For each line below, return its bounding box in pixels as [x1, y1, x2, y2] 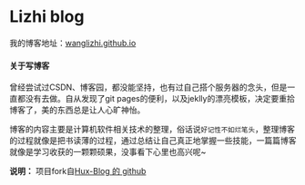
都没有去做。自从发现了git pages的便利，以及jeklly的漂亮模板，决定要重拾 [16, 93, 296, 104]
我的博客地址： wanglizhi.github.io [9, 37, 137, 48]
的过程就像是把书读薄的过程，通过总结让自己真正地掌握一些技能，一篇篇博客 [9, 135, 297, 146]
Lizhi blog [9, 6, 85, 27]
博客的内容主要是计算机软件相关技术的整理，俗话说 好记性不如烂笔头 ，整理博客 [9, 124, 296, 135]
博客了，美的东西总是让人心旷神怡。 [9, 104, 146, 115]
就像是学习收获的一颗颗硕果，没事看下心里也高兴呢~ [9, 147, 207, 158]
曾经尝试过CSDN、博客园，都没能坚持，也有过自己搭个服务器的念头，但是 [9, 82, 288, 92]
